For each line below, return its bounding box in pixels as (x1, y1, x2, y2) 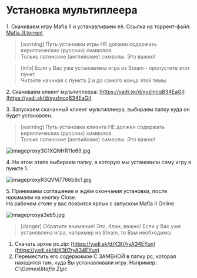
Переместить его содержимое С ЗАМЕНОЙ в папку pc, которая (14, 253, 176, 260)
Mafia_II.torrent (6, 29, 43, 36)
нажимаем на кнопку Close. (6, 194, 76, 201)
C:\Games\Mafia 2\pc (14, 265, 68, 272)
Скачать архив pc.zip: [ (14, 240, 74, 247)
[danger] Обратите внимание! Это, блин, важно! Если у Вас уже (20, 222, 181, 229)
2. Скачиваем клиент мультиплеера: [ (6, 88, 102, 95)
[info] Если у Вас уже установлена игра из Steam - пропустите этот (20, 64, 190, 71)
